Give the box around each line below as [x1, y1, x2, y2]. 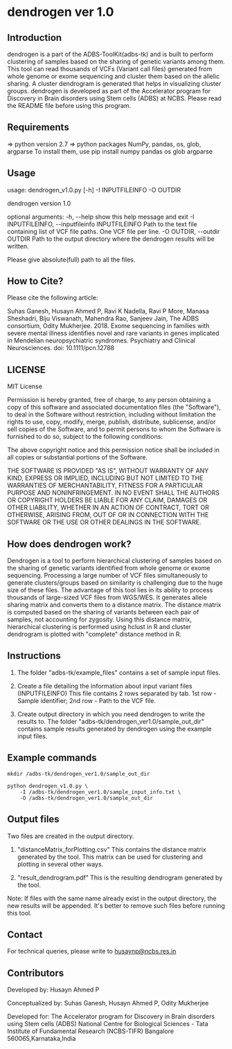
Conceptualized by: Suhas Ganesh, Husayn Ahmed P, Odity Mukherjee [7, 999, 209, 1007]
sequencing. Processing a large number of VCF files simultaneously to [7, 572, 208, 580]
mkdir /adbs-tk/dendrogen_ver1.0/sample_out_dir [7, 770, 150, 777]
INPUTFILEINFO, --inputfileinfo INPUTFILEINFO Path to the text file [7, 219, 197, 228]
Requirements [7, 122, 69, 134]
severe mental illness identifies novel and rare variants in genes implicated [7, 329, 220, 338]
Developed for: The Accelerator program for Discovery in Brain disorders [7, 1012, 215, 1021]
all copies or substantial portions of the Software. [7, 453, 148, 462]
